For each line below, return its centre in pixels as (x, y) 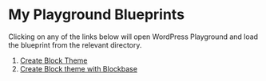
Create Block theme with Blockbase (79, 68)
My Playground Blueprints (97, 15)
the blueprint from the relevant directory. (75, 44)
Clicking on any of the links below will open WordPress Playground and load (133, 37)
